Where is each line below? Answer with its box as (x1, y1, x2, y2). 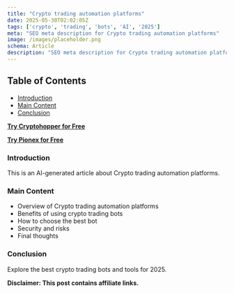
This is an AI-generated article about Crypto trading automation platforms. (7, 168, 221, 177)
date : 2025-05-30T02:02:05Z (7, 17, 89, 24)
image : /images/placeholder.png (7, 36, 101, 43)
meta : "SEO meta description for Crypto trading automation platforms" (7, 29, 219, 37)
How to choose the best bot (17, 217, 97, 226)
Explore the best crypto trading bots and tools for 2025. (7, 265, 167, 273)
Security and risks (17, 224, 70, 233)
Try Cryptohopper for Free (7, 122, 86, 130)
